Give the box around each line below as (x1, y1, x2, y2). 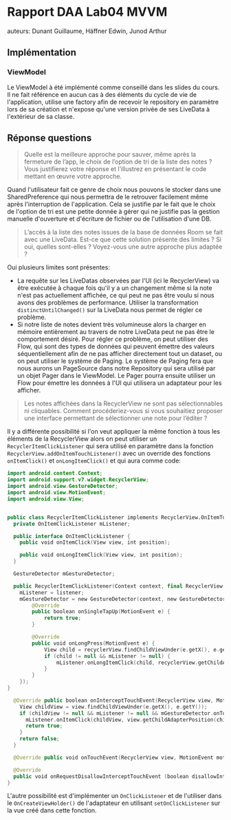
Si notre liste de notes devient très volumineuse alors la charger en (16, 320, 206, 329)
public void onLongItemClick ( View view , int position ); (19, 551, 184, 559)
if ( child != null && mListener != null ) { (43, 652, 170, 660)
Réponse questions (7, 132, 92, 144)
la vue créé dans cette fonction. (7, 806, 98, 815)
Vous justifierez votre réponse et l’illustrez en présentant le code (23, 165, 207, 173)
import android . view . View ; (7, 496, 85, 502)
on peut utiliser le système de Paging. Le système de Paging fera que (16, 357, 214, 365)
